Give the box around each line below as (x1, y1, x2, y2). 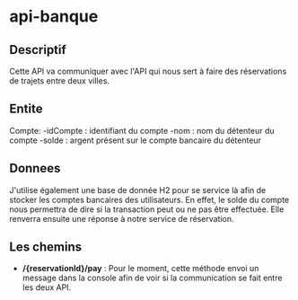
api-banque (9, 6, 99, 27)
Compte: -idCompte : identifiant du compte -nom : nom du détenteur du (9, 125, 276, 136)
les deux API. (22, 282, 72, 293)
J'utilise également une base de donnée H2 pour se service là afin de (9, 184, 267, 195)
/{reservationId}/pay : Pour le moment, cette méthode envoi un (22, 263, 259, 274)
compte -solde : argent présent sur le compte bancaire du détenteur (9, 135, 262, 146)
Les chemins (9, 240, 83, 255)
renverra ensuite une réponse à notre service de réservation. (9, 213, 235, 224)
